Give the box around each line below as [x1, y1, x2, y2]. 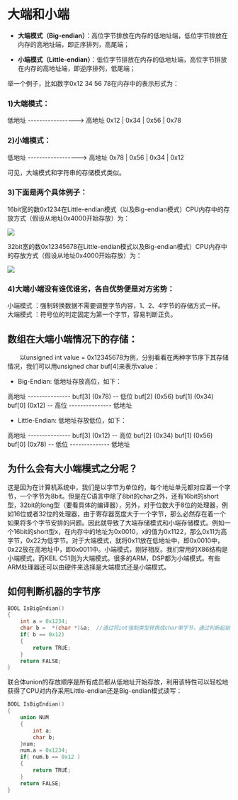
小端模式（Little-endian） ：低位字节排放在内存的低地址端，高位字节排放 [17, 55, 227, 64]
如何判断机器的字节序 [7, 586, 101, 598]
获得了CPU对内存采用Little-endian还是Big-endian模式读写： [7, 687, 183, 695]
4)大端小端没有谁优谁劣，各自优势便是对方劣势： [7, 284, 175, 294]
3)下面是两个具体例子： [7, 187, 88, 197]
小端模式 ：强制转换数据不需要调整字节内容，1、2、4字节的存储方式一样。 [7, 301, 225, 310]
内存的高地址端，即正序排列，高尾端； [17, 40, 130, 48]
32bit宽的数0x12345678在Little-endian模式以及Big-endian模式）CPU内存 [7, 242, 222, 250]
